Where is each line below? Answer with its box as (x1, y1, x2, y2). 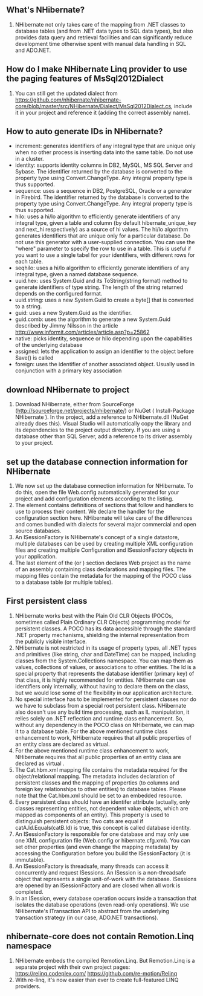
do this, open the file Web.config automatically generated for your (14, 489, 179, 496)
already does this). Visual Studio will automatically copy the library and (14, 420, 192, 427)
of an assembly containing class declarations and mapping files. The (14, 566, 186, 573)
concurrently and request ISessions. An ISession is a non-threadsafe (14, 868, 186, 876)
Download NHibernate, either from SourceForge (14, 401, 135, 408)
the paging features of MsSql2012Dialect (6, 74, 164, 84)
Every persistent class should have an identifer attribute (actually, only (14, 798, 190, 806)
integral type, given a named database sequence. (14, 271, 139, 278)
